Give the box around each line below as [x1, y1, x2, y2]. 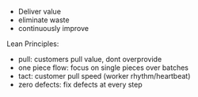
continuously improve [17, 24, 89, 33]
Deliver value [17, 7, 62, 16]
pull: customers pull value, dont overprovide [17, 55, 162, 64]
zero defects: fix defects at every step [17, 80, 143, 89]
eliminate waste [17, 15, 70, 25]
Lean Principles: [6, 39, 59, 48]
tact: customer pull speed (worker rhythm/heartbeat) [17, 72, 191, 80]
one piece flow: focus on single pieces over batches [17, 63, 188, 72]
